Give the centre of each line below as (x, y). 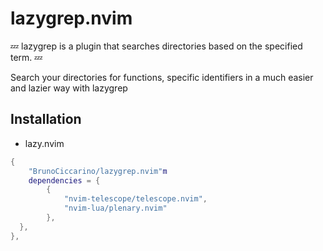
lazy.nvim (44, 143)
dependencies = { (64, 180)
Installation (46, 119)
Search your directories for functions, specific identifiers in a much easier (162, 77)
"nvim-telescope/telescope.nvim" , (135, 199)
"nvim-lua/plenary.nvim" (115, 208)
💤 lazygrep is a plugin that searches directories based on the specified (156, 46)
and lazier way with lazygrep (69, 88)
